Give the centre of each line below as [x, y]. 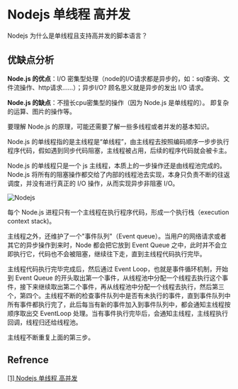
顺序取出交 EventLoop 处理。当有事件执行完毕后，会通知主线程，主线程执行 [118, 313]
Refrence [28, 360]
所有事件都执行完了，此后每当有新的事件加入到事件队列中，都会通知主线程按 [119, 304]
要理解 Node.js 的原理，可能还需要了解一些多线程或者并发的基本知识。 [110, 126]
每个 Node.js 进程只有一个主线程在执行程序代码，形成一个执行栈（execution [118, 212]
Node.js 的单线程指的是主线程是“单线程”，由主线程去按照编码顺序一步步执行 [118, 141]
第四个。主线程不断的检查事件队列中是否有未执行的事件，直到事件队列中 [125, 295]
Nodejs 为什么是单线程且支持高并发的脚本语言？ [78, 35]
